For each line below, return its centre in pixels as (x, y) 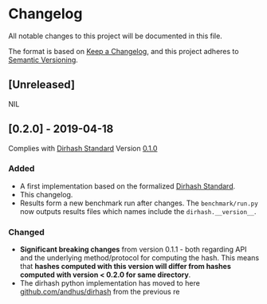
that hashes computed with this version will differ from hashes (125, 267)
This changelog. (46, 194)
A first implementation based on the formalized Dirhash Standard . (128, 186)
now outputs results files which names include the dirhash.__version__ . (138, 211)
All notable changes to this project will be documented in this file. (116, 36)
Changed (27, 232)
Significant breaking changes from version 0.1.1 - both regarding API (133, 249)
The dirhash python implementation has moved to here (110, 283)
